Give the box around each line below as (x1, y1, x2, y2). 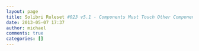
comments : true (6, 30, 44, 36)
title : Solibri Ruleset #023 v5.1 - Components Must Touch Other (6, 14, 171, 20)
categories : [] (6, 36, 44, 42)
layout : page (6, 8, 38, 15)
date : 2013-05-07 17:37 (6, 19, 65, 25)
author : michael (6, 25, 46, 31)
